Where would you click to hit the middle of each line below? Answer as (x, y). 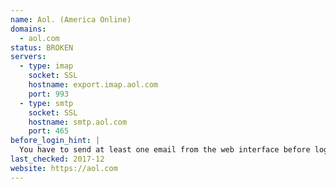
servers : (28, 57)
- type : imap (46, 66)
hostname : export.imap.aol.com (93, 85)
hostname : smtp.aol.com (78, 122)
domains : (28, 29)
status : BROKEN (42, 47)
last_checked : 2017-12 (57, 159)
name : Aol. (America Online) (71, 19)
